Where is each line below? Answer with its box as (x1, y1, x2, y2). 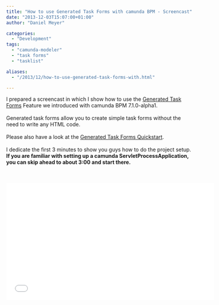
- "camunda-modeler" (11, 47, 62, 53)
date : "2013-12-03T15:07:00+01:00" (6, 14, 94, 20)
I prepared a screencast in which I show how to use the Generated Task (6, 96, 182, 103)
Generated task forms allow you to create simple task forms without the (6, 115, 181, 122)
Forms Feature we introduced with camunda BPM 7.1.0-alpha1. (6, 102, 158, 109)
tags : (6, 42, 20, 47)
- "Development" (11, 36, 52, 42)
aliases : (6, 69, 28, 75)
